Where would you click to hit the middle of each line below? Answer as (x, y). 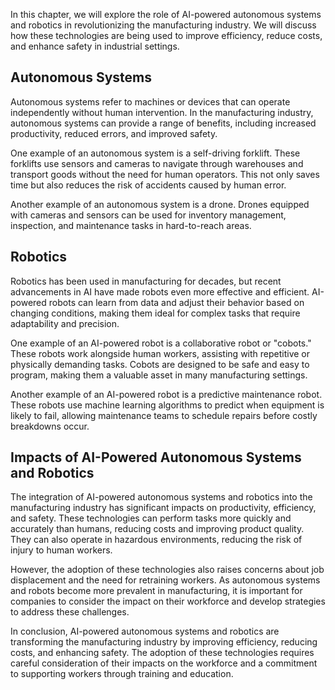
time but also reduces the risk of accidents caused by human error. (148, 185)
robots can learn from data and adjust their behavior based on (176, 302)
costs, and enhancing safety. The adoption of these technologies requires (162, 653)
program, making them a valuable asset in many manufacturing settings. (159, 375)
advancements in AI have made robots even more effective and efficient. (160, 291)
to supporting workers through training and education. (122, 674)
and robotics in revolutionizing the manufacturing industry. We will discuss (163, 25)
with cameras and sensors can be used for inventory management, (148, 215)
